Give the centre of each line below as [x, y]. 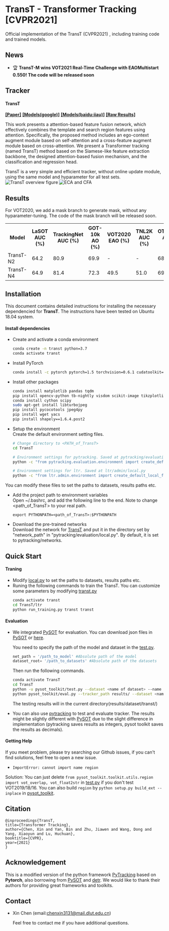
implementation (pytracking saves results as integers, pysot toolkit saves [88, 724]
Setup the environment [36, 429]
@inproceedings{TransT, [30, 820]
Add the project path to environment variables [60, 495]
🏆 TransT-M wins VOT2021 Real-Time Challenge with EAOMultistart [86, 68]
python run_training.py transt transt [53, 610]
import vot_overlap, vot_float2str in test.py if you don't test [69, 782]
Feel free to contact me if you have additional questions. [71, 923]
